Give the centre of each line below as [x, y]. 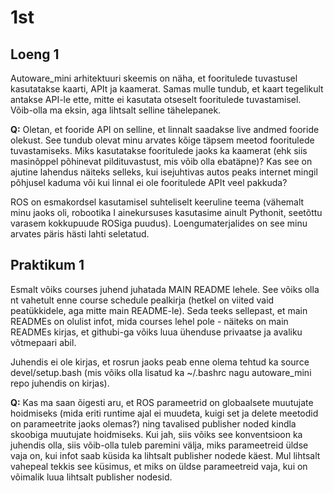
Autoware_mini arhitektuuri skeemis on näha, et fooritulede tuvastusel [154, 78]
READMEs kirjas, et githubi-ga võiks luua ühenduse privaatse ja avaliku [156, 332]
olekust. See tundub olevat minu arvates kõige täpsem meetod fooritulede [162, 140]
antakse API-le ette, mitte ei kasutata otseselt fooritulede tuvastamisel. [156, 99]
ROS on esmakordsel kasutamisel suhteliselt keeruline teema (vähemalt [157, 202]
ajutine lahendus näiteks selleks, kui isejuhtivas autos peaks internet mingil [164, 172]
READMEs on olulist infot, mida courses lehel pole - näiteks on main [149, 321]
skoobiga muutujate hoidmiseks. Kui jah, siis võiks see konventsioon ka [156, 434]
